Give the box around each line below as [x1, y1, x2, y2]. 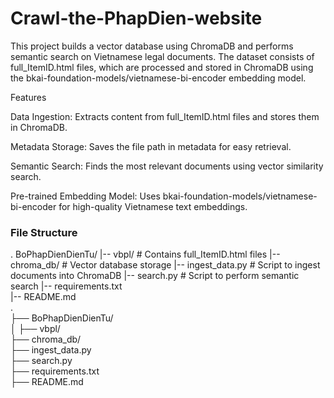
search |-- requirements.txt [10, 280, 123, 292]
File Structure [10, 225, 78, 239]
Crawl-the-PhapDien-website [10, 7, 263, 30]
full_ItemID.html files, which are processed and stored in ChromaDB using [10, 61, 314, 73]
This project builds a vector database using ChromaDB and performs [10, 40, 294, 52]
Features [10, 91, 47, 103]
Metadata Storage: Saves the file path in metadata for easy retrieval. [10, 140, 292, 152]
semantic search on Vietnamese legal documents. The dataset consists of [10, 50, 315, 62]
